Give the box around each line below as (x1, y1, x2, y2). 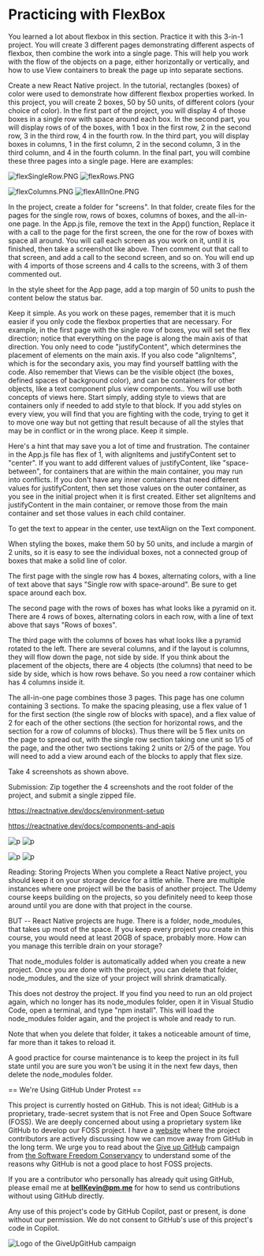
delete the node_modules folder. (8, 1069, 113, 1079)
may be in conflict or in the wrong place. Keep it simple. (8, 425, 189, 436)
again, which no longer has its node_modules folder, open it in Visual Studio (8, 997, 254, 1006)
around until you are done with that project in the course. (8, 900, 193, 910)
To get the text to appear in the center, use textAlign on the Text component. (8, 523, 256, 533)
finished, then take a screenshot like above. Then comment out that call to (8, 243, 249, 254)
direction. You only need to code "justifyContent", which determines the (8, 341, 242, 351)
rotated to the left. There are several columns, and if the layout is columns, (8, 643, 250, 653)
